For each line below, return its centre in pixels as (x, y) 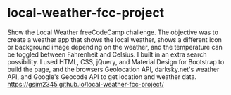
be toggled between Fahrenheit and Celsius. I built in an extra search (107, 54)
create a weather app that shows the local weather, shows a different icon (114, 39)
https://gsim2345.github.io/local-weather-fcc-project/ (86, 84)
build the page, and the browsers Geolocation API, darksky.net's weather (113, 69)
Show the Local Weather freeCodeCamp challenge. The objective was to (113, 32)
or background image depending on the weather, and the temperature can (115, 47)
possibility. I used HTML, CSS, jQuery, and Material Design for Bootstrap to (116, 61)
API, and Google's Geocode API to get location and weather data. (102, 76)
